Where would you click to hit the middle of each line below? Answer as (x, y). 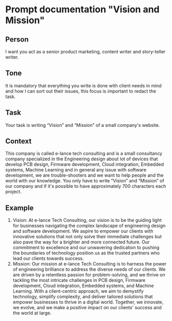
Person (17, 39)
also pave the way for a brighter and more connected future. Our (81, 242)
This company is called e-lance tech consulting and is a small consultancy (84, 154)
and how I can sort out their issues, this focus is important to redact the (81, 91)
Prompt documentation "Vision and (83, 10)
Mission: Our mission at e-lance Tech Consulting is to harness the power (90, 264)
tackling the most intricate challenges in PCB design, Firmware (79, 280)
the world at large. (32, 313)
